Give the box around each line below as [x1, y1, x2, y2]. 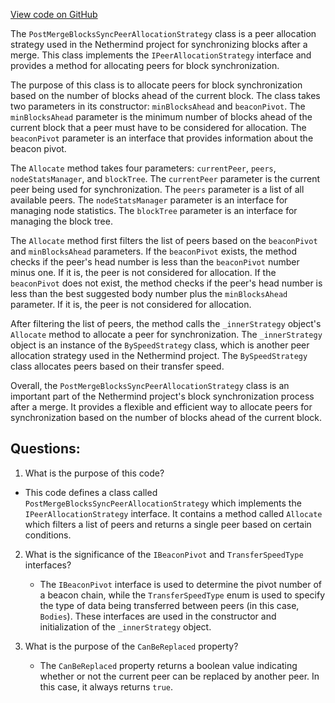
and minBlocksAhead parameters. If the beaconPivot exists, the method [10, 245, 298, 257]
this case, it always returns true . [39, 680, 173, 693]
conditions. [24, 529, 72, 541]
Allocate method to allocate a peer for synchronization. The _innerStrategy [10, 329, 323, 340]
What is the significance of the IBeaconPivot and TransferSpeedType [24, 548, 304, 560]
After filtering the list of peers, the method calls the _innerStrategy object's [10, 318, 322, 329]
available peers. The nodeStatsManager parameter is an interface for [10, 194, 288, 206]
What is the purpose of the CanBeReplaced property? [24, 640, 239, 652]
